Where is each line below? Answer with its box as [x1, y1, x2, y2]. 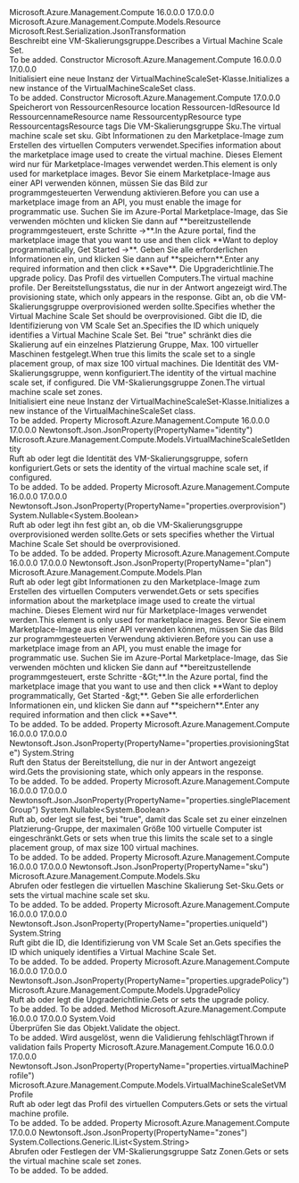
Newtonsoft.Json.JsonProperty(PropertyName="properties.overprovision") [9, 500, 287, 511]
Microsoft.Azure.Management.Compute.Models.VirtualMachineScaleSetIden [9, 434, 290, 444]
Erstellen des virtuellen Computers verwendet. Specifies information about [9, 140, 281, 150]
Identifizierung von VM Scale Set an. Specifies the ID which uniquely [9, 320, 260, 331]
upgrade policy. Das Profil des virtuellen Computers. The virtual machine [9, 273, 274, 283]
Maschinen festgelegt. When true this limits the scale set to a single [9, 348, 256, 359]
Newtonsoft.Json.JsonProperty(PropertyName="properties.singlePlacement [9, 795, 291, 805]
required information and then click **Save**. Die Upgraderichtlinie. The [9, 264, 274, 273]
